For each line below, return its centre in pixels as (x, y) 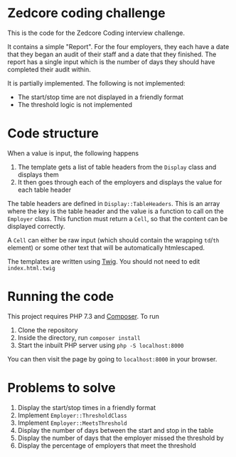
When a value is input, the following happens (73, 153)
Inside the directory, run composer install (79, 337)
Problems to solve (61, 388)
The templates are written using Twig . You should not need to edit (104, 261)
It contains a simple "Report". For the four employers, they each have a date (118, 46)
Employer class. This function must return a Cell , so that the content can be (118, 218)
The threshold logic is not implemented (75, 104)
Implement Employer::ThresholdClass (72, 415)
